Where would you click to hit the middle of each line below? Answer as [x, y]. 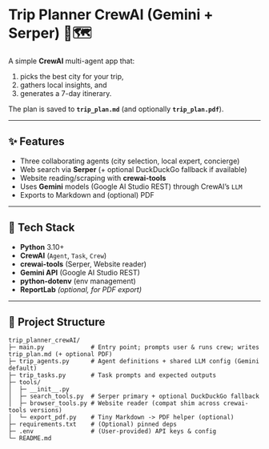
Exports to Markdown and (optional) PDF [87, 194]
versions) [46, 411]
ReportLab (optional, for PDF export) [81, 289]
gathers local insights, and [63, 85]
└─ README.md [30, 439]
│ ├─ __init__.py [39, 390]
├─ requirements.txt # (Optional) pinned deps [93, 425]
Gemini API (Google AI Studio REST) [80, 272]
